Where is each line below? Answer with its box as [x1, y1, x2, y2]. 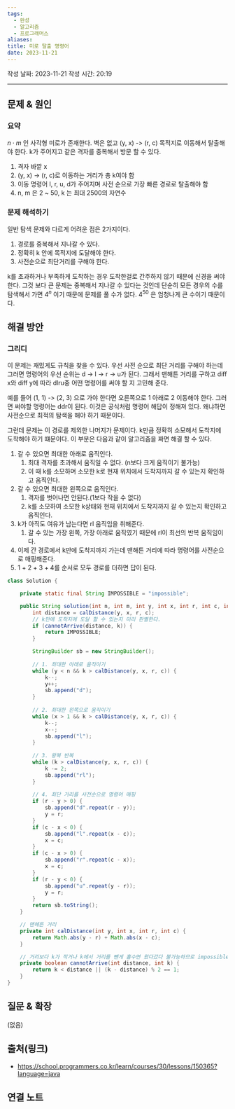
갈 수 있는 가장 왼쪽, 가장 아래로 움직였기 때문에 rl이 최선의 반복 [27, 528, 199, 537]
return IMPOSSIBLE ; [44, 628, 101, 636]
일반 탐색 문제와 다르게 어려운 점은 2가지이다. [7, 225, 131, 233]
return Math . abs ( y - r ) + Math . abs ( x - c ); [32, 934, 162, 941]
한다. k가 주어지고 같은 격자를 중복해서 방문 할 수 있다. [14, 147, 162, 156]
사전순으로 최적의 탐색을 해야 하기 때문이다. [7, 411, 125, 420]
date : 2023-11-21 [7, 50, 58, 57]
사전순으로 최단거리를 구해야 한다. [17, 257, 110, 266]
